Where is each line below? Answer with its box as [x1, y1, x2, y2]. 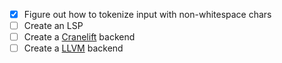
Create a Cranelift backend [23, 31, 136, 43]
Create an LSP [23, 20, 84, 32]
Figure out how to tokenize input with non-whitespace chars [23, 9, 272, 20]
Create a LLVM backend [23, 42, 124, 54]
